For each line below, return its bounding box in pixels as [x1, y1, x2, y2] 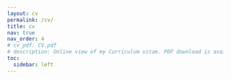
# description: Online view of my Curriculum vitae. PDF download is [7, 49, 211, 56]
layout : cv [7, 10, 38, 17]
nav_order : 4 [7, 36, 45, 43]
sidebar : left [13, 61, 54, 68]
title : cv [7, 23, 36, 30]
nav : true [7, 29, 36, 36]
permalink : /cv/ [7, 16, 54, 23]
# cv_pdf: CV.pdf [7, 42, 57, 49]
